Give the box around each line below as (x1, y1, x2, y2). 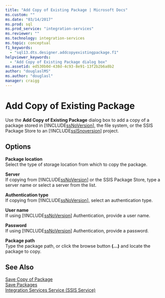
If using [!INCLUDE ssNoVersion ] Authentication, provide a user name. (5, 212, 151, 218)
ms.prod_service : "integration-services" (5, 26, 94, 31)
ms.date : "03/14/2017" (5, 17, 53, 22)
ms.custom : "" (5, 12, 35, 17)
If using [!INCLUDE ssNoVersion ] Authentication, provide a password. (5, 227, 149, 234)
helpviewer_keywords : (5, 54, 51, 60)
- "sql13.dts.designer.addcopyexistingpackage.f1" (10, 50, 119, 55)
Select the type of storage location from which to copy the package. (5, 161, 148, 168)
